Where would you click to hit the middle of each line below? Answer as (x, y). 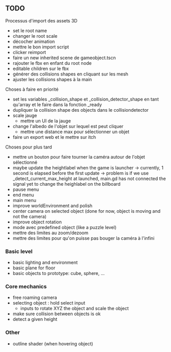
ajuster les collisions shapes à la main (52, 79)
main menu (25, 200)
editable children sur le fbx (41, 68)
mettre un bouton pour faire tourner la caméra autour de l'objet (79, 157)
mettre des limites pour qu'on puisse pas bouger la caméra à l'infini (83, 238)
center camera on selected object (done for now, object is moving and (87, 211)
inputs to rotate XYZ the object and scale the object (75, 309)
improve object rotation (37, 222)
